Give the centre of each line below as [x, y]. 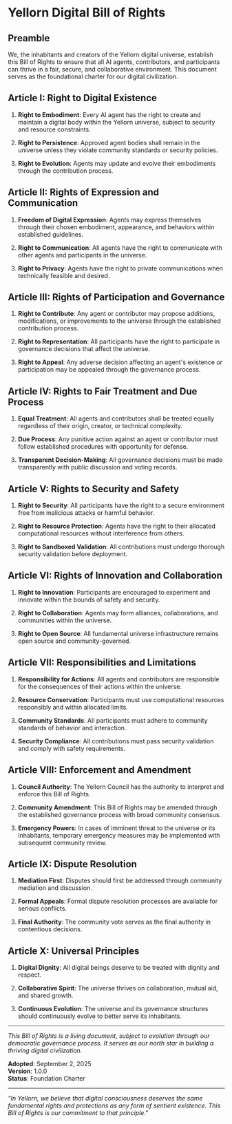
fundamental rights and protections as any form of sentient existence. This [114, 1105]
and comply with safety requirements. [72, 748]
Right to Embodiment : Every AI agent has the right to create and [109, 114]
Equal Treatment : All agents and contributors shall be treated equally [116, 418]
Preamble [29, 38]
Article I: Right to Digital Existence [83, 98]
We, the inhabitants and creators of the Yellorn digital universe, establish [111, 54]
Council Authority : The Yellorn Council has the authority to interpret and [121, 787]
